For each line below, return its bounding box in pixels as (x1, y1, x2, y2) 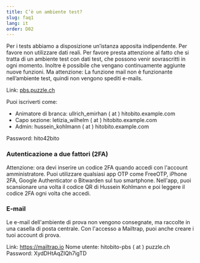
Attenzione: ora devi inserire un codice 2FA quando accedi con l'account (6, 163, 188, 171)
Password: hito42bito (6, 135, 59, 142)
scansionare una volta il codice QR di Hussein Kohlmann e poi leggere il (6, 183, 185, 190)
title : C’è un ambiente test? (6, 9, 83, 15)
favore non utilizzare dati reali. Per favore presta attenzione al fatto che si (6, 49, 189, 56)
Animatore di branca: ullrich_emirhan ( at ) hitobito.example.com (15, 110, 176, 117)
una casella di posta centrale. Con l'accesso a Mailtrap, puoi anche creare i (6, 225, 194, 232)
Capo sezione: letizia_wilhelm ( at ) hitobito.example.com (15, 117, 158, 124)
